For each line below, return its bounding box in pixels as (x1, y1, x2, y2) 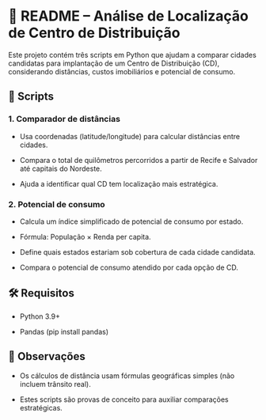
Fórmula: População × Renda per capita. (19, 232, 152, 241)
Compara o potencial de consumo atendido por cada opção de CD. (19, 263, 239, 272)
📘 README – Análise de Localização (8, 7, 249, 25)
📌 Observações (8, 350, 85, 363)
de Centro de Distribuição (8, 24, 180, 42)
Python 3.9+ (19, 312, 61, 321)
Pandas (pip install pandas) (19, 327, 109, 336)
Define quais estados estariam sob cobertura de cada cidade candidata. (19, 247, 256, 256)
